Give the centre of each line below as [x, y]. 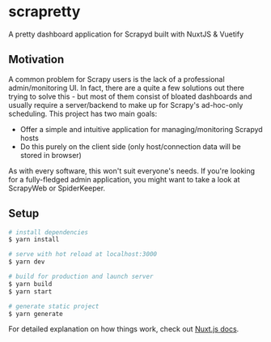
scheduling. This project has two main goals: [83, 113]
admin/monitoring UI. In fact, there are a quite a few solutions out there [127, 88]
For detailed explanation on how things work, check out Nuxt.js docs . [124, 329]
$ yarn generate [36, 314]
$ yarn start [30, 291]
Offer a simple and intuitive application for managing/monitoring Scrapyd [141, 129]
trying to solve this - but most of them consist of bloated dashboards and [130, 96]
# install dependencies [49, 232]
